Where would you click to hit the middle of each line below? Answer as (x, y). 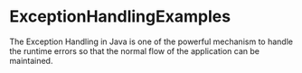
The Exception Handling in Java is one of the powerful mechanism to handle (151, 41)
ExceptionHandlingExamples (120, 17)
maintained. (31, 60)
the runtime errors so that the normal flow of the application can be (135, 50)
